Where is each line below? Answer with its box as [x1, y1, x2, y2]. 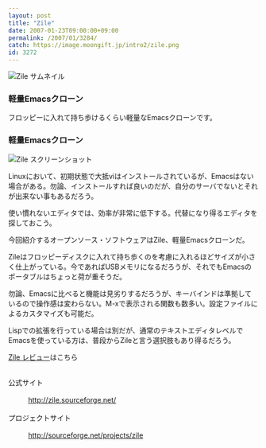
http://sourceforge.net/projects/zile [28, 430, 144, 440]
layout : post [8, 11, 52, 20]
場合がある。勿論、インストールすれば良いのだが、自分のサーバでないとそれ [8, 181, 258, 191]
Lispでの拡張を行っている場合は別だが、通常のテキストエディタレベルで [8, 325, 244, 335]
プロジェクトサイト [8, 413, 71, 423]
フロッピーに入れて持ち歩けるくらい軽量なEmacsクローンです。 [8, 113, 217, 123]
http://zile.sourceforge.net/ [28, 395, 117, 404]
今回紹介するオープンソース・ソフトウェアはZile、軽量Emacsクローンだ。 [8, 235, 250, 244]
